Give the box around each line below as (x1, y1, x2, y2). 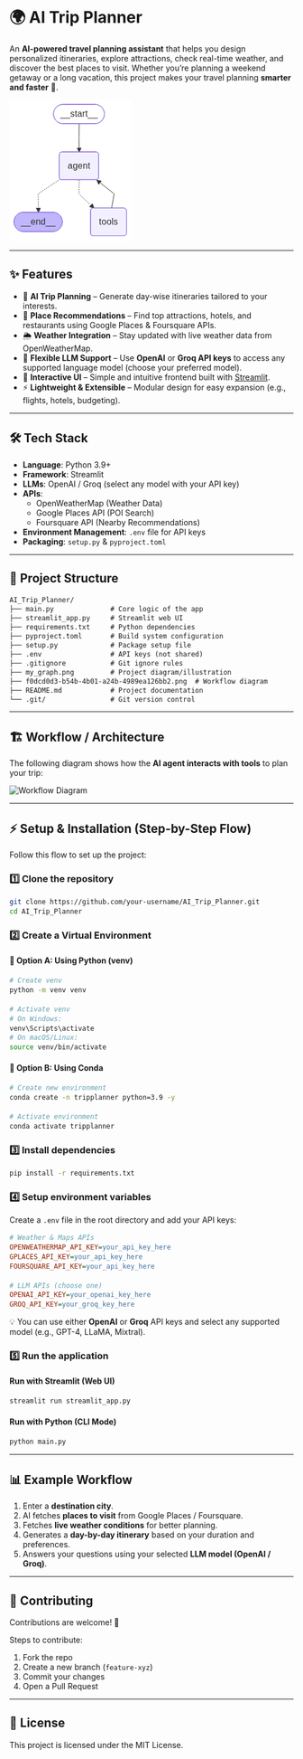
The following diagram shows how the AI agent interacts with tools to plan (9, 758, 289, 769)
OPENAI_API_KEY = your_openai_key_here (9, 1291, 151, 1300)
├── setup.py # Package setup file (9, 641, 192, 650)
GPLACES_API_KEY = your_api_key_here (9, 1252, 143, 1262)
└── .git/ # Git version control (9, 695, 196, 705)
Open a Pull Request (22, 1680, 99, 1691)
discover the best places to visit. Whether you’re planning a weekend (9, 62, 266, 73)
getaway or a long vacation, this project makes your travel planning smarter (9, 71, 291, 82)
